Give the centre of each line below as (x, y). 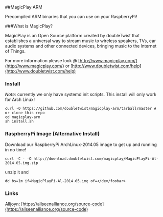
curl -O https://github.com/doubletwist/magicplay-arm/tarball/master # (81, 109)
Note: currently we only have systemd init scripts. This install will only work (81, 95)
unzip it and (17, 172)
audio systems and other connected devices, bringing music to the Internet (81, 46)
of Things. (15, 51)
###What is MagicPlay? (29, 26)
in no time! (16, 149)
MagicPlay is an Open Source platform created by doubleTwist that (72, 36)
